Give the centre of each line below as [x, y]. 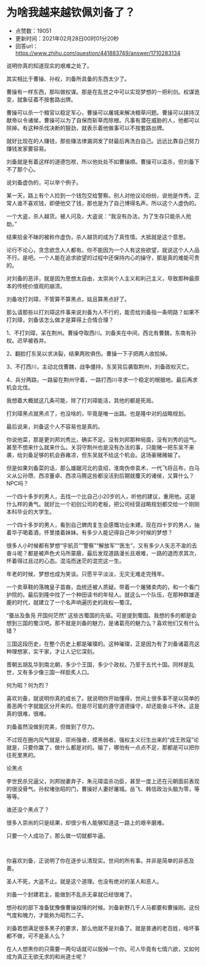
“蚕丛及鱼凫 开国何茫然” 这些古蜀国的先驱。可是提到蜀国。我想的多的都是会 [102, 615]
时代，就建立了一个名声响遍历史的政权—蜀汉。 [76, 602]
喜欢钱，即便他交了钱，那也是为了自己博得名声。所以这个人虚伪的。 [113, 203]
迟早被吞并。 [33, 340]
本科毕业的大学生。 [31, 512]
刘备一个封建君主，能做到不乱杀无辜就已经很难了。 [71, 894]
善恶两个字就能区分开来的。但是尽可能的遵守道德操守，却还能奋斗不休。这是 [103, 706]
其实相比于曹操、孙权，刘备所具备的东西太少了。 [68, 79]
